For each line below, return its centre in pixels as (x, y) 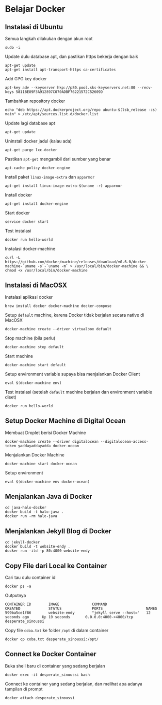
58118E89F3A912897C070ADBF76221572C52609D (59, 92)
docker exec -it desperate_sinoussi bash (48, 675)
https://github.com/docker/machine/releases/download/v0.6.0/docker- (77, 262)
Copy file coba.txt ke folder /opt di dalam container (57, 631)
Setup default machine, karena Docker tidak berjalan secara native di (75, 315)
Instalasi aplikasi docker (29, 297)
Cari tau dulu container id (30, 578)
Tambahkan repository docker (35, 101)
